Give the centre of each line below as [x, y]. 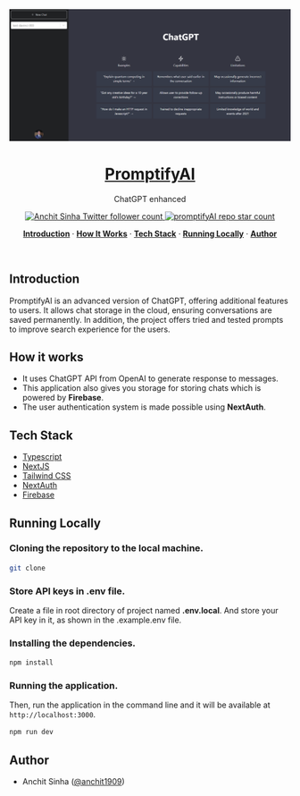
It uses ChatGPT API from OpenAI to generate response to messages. [150, 378]
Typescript [42, 457]
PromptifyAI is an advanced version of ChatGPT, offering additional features [149, 301]
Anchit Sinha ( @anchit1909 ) [73, 782]
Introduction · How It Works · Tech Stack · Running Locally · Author [150, 233]
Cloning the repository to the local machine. [106, 548]
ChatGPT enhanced [150, 199]
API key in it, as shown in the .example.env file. [96, 620]
